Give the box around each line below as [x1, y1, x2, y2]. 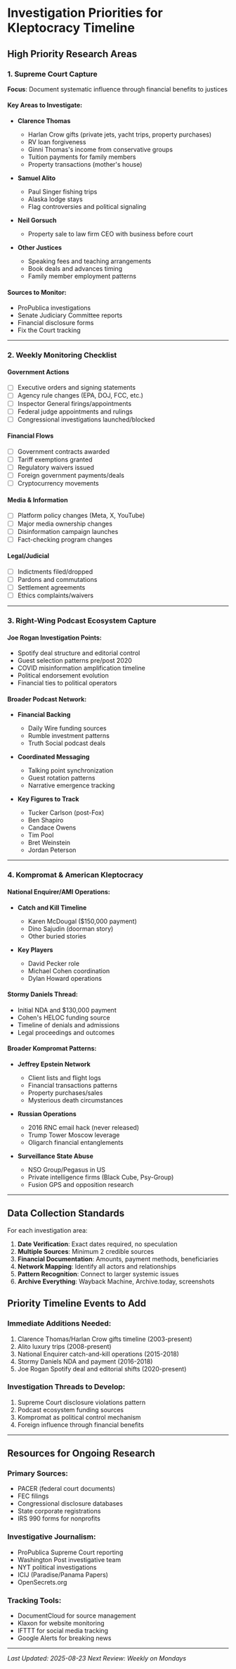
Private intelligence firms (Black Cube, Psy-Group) [27, 1173, 174, 1181]
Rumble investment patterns [27, 732, 110, 740]
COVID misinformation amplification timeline [17, 664, 146, 673]
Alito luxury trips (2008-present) [17, 1342, 112, 1350]
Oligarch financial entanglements [27, 1138, 124, 1146]
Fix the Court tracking [17, 326, 81, 335]
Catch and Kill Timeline [17, 903, 87, 912]
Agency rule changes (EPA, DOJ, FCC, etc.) [17, 391, 144, 400]
